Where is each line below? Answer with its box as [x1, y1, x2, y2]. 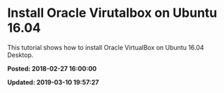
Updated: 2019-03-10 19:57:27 [7, 77, 99, 86]
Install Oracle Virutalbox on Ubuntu [7, 5, 218, 21]
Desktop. [7, 51, 34, 59]
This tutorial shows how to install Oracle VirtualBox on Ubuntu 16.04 [7, 43, 204, 51]
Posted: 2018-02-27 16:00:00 [7, 64, 97, 73]
